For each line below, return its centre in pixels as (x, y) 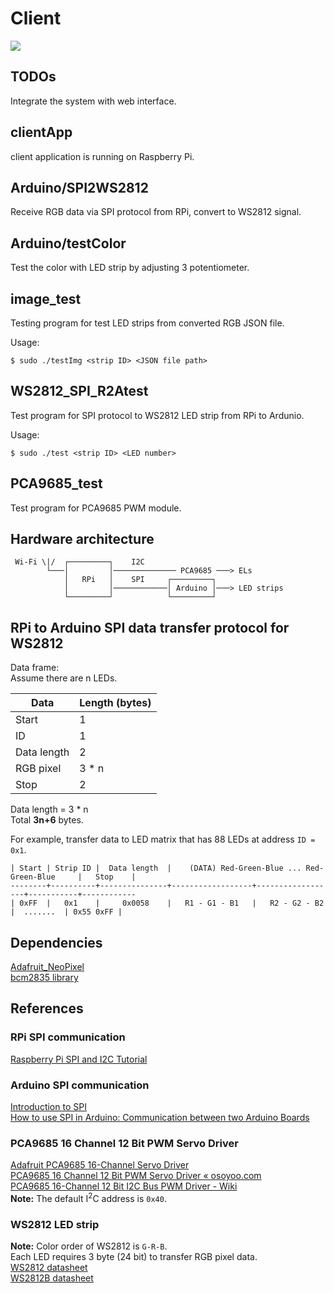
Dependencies (56, 942)
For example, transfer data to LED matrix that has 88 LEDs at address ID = (163, 839)
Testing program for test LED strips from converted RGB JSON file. (147, 323)
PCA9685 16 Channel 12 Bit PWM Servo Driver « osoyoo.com (136, 1176)
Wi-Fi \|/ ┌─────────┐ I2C (79, 562)
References (47, 1008)
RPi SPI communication (68, 1037)
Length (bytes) (115, 703)
